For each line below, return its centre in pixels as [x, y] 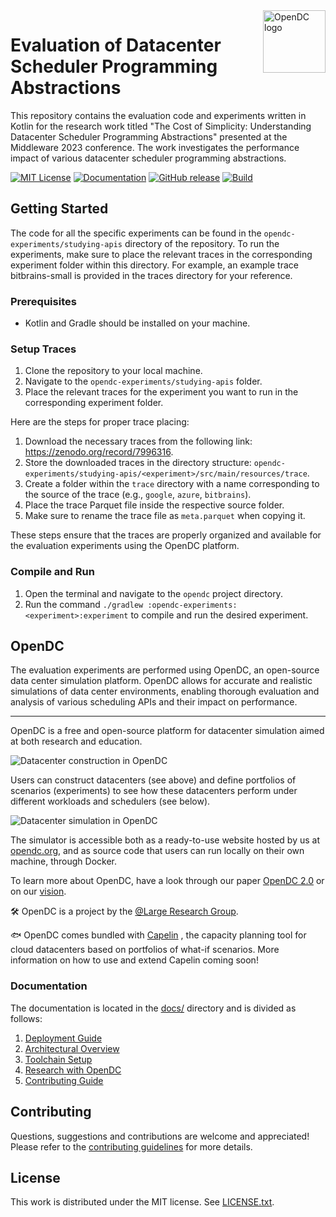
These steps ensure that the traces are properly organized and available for [166, 535]
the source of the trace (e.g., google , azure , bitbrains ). [138, 495]
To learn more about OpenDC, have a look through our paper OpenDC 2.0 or [167, 881]
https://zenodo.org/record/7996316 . [99, 452]
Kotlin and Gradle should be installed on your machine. [137, 323]
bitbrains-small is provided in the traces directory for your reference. [151, 275]
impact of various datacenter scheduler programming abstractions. [148, 158]
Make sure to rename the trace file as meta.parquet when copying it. [165, 516]
